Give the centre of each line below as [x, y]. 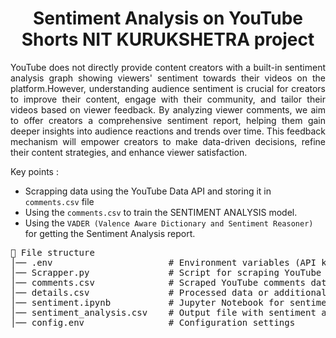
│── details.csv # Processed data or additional [168, 292]
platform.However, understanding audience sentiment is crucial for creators [168, 88]
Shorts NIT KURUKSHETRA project [168, 39]
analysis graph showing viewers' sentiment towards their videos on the [168, 78]
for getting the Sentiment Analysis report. [110, 233]
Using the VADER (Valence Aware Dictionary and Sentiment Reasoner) [169, 223]
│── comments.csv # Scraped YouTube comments [158, 282]
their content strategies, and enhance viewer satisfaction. [129, 152]
